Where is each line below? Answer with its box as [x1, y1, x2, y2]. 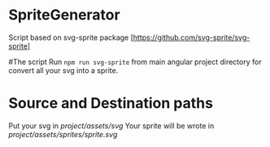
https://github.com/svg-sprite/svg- [133, 32, 250, 42]
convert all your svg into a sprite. [8, 65, 119, 75]
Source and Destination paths [8, 94, 214, 113]
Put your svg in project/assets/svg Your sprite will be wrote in [8, 120, 215, 131]
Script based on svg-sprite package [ [8, 32, 134, 42]
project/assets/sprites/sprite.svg [8, 129, 118, 139]
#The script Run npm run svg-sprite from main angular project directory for [8, 57, 262, 67]
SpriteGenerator [8, 6, 120, 24]
